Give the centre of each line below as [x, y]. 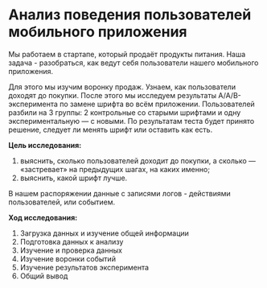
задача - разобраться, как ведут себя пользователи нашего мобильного [133, 63]
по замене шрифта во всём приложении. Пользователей [157, 104]
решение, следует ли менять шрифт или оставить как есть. [111, 130]
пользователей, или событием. [62, 202]
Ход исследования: [43, 217]
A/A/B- [230, 95]
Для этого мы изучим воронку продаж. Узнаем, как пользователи [122, 87]
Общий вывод [44, 276]
